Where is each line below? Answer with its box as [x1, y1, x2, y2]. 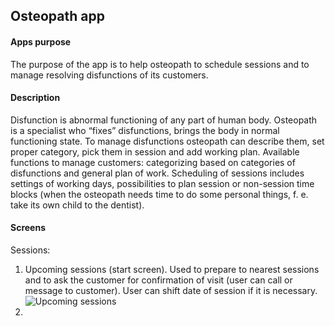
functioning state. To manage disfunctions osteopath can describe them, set [10, 135, 325, 147]
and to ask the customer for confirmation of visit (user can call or [24, 274, 293, 286]
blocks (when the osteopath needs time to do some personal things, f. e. [10, 188, 309, 200]
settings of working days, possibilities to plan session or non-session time [10, 177, 315, 189]
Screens [10, 222, 46, 234]
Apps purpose [10, 35, 72, 48]
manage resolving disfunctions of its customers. [10, 69, 209, 81]
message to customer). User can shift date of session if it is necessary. [24, 285, 318, 296]
